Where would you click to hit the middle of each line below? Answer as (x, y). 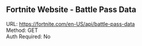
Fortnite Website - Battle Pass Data (71, 10)
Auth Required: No (28, 36)
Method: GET (22, 30)
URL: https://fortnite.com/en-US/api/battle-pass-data (70, 24)
